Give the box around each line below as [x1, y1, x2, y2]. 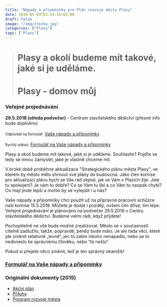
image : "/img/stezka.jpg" [5, 21, 59, 26]
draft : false [5, 16, 32, 21]
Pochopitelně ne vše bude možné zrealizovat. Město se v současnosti [5, 222, 149, 228]
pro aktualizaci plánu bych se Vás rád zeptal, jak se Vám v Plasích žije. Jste [5, 176, 160, 182]
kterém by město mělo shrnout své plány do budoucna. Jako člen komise [5, 171, 156, 177]
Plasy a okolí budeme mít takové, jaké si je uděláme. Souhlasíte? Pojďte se [5, 151, 158, 157]
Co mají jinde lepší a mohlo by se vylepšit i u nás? [5, 187, 107, 193]
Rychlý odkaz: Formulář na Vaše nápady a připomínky [5, 141, 111, 147]
